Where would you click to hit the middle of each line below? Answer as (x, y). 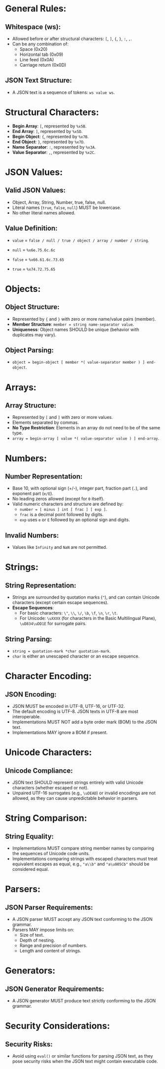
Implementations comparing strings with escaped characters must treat (85, 859)
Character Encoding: (49, 676)
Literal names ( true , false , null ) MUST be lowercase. (67, 207)
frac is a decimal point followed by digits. (62, 515)
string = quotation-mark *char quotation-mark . (61, 651)
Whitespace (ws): (33, 27)
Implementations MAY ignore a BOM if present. (60, 732)
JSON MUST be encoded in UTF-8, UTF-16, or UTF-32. (68, 706)
